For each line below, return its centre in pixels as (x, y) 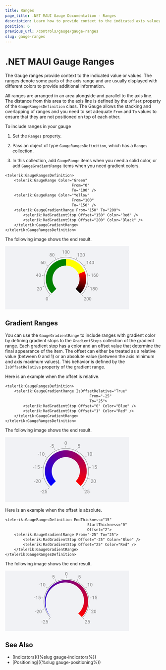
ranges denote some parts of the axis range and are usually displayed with (81, 81)
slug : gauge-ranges (25, 37)
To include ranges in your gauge (38, 126)
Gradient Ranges (31, 323)
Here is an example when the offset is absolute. (54, 510)
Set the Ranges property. (37, 136)
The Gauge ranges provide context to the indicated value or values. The (79, 75)
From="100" (83, 200)
